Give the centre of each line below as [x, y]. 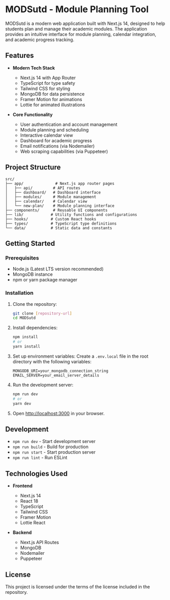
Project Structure [33, 167]
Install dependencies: [35, 328]
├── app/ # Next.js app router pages [60, 183]
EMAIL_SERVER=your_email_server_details [56, 375]
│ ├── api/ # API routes [43, 188]
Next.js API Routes [40, 543]
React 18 [29, 501]
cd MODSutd [24, 318]
